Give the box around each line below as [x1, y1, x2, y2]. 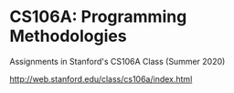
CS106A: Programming [9, 6, 187, 27]
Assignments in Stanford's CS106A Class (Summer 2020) [9, 56, 226, 67]
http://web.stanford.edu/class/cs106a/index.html [9, 73, 193, 84]
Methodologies [9, 26, 127, 46]
